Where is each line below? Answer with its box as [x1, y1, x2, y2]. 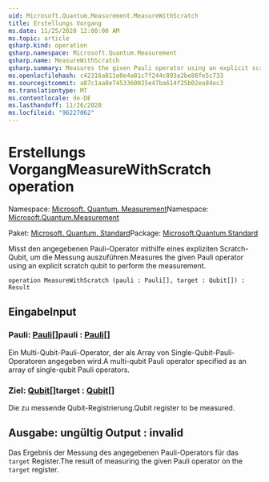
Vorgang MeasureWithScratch [8, 161, 211, 179]
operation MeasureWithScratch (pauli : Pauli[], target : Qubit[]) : [8, 276, 246, 284]
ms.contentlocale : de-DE [8, 94, 91, 102]
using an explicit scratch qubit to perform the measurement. [8, 260, 207, 270]
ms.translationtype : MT [8, 86, 88, 95]
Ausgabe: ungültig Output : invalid [8, 427, 184, 440]
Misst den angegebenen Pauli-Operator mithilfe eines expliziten [8, 243, 219, 253]
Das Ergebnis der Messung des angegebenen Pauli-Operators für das [8, 447, 239, 457]
